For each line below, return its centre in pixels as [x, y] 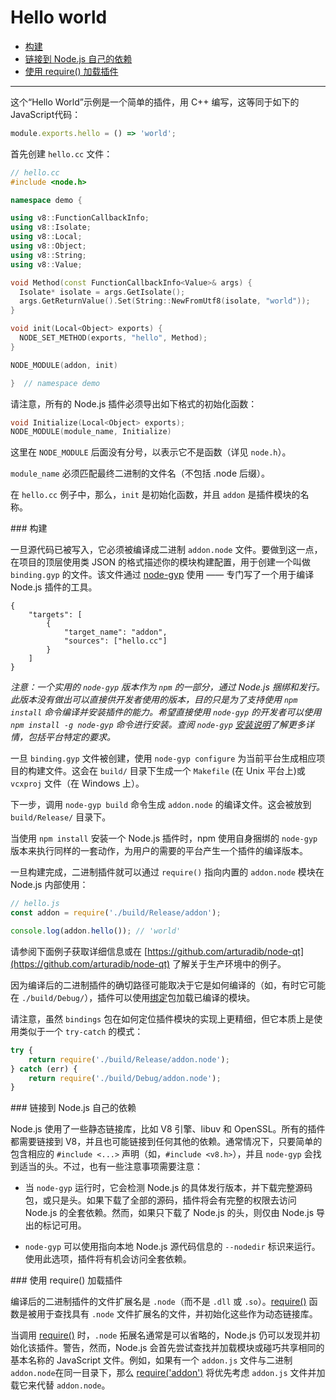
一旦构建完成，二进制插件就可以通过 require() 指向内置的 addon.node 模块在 [167, 872]
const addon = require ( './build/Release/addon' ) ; [116, 913]
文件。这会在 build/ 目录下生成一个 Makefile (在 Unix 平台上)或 [175, 771]
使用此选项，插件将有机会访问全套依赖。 [108, 1259]
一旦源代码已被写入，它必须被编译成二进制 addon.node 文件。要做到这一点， [166, 550]
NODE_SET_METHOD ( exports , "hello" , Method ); [113, 338]
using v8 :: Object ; [48, 246]
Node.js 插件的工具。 [54, 587]
